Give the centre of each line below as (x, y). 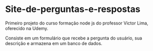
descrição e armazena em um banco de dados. (54, 43)
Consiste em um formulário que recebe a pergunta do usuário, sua (74, 38)
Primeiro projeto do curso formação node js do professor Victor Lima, (77, 23)
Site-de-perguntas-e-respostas (73, 9)
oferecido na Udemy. (27, 28)
